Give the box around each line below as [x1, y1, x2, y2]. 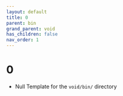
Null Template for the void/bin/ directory [14, 83, 118, 90]
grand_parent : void [6, 25, 55, 32]
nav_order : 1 [6, 37, 39, 43]
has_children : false [6, 31, 58, 37]
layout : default [6, 8, 47, 15]
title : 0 [6, 14, 28, 21]
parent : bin [6, 20, 36, 26]
